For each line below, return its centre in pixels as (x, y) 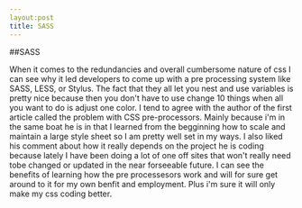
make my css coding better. (61, 194)
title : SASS (32, 26)
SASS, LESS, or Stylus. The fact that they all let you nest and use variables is (151, 88)
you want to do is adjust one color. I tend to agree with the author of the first (151, 107)
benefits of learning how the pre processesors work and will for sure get (143, 174)
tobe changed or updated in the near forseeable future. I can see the (137, 165)
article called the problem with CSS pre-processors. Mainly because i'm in (147, 117)
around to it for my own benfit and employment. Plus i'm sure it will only (142, 184)
